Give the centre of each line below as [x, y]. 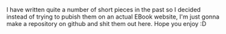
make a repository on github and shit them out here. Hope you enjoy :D [106, 24]
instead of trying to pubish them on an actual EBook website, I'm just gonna [113, 17]
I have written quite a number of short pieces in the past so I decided [104, 10]
